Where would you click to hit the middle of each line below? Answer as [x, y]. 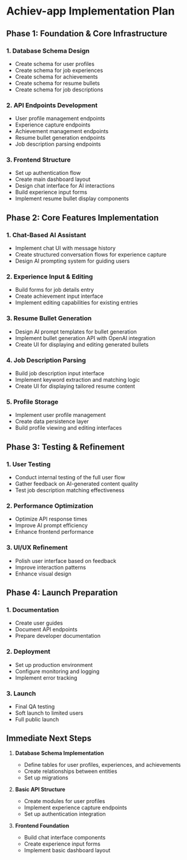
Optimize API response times [51, 519]
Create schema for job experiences [59, 70]
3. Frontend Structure [39, 160]
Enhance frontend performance [54, 532]
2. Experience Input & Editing [50, 277]
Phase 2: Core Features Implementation [83, 218]
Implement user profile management [60, 415]
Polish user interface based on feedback [66, 560]
